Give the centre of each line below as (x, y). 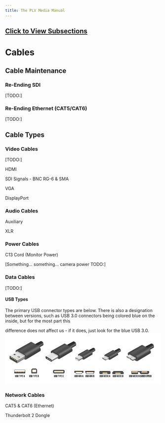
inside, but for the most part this (38, 321)
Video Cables (21, 149)
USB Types (17, 299)
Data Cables (20, 277)
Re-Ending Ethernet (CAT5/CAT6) (46, 108)
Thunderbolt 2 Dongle (28, 416)
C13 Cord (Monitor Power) (32, 255)
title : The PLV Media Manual (35, 10)
